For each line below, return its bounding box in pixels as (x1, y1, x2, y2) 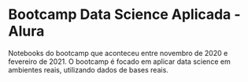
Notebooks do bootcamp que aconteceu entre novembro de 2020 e (8, 48, 228, 58)
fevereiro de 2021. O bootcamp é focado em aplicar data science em (8, 57, 231, 66)
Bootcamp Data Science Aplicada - (8, 6, 242, 24)
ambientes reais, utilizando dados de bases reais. (8, 65, 169, 74)
